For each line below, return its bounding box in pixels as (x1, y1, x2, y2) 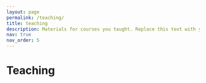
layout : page (6, 9, 40, 15)
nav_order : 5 (6, 37, 40, 43)
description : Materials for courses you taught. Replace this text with (6, 26, 196, 32)
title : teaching (6, 20, 48, 26)
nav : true (6, 32, 32, 38)
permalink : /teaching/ (6, 15, 64, 21)
